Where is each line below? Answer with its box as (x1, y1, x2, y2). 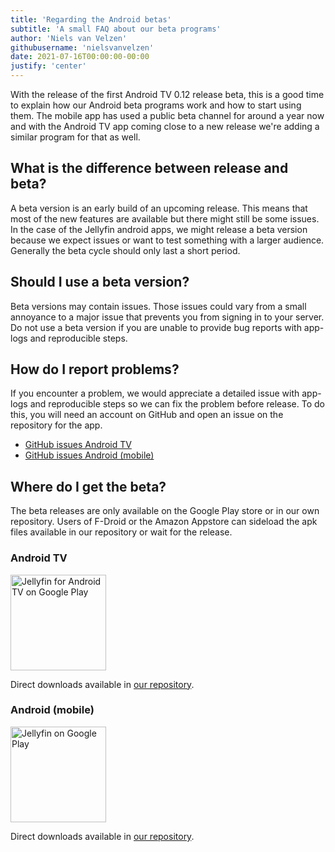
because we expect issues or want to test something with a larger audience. (10, 234, 325, 246)
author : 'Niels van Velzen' (10, 33, 128, 43)
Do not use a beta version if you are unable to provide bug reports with (10, 321, 302, 333)
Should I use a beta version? (10, 274, 190, 291)
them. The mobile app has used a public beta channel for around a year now (10, 110, 325, 121)
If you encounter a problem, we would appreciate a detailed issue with (10, 387, 300, 400)
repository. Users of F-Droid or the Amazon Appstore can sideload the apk (10, 516, 318, 528)
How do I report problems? (10, 361, 180, 378)
